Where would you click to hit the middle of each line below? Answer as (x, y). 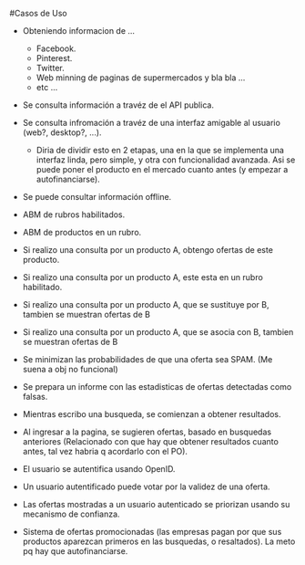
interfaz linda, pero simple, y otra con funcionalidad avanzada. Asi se (166, 160)
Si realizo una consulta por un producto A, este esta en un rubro (143, 277)
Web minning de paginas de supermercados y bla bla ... (141, 78)
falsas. (35, 397)
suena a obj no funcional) (70, 369)
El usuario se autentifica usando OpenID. (99, 469)
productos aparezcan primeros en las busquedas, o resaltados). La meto (159, 541)
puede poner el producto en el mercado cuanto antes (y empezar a (162, 169)
